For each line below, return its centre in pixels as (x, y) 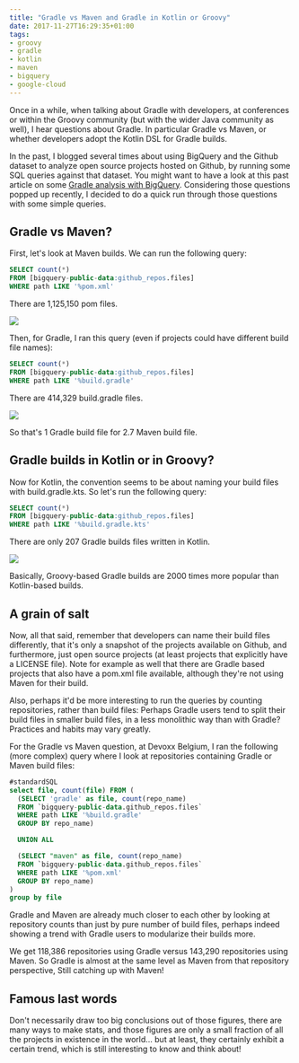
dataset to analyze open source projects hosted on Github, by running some (150, 165)
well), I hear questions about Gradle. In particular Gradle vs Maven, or (138, 129)
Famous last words (63, 999)
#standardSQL (34, 782)
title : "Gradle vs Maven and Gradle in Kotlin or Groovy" (120, 18)
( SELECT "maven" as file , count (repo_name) (100, 857)
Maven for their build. (49, 682)
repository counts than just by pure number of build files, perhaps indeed (145, 925)
